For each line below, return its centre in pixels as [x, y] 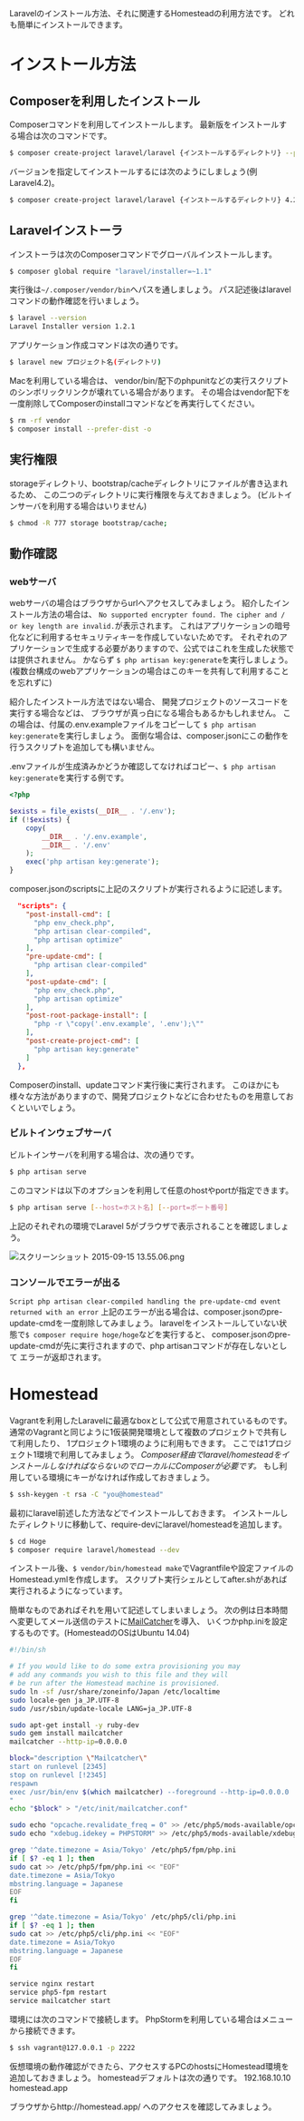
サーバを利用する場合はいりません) [82, 505]
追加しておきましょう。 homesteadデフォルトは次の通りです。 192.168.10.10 [150, 2077]
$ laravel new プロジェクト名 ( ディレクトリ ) [85, 362]
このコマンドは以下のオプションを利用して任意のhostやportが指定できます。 [152, 1190]
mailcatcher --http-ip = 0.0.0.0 [68, 1742]
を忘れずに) [31, 682]
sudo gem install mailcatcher [66, 1734]
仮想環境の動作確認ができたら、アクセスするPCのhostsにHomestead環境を [149, 2066]
